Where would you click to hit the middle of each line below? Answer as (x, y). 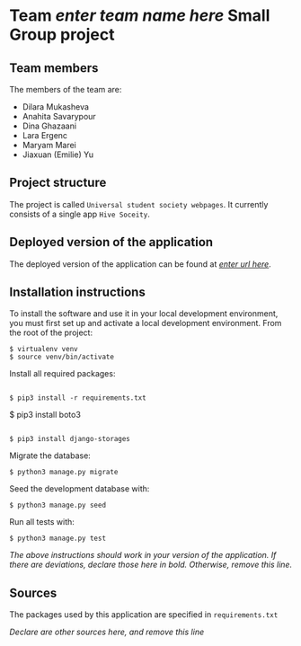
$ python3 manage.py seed (58, 505)
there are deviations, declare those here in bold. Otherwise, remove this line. (151, 565)
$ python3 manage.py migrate (64, 473)
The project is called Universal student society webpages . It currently (139, 204)
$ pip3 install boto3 (45, 415)
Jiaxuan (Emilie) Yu (58, 155)
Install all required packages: (62, 374)
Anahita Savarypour (59, 116)
